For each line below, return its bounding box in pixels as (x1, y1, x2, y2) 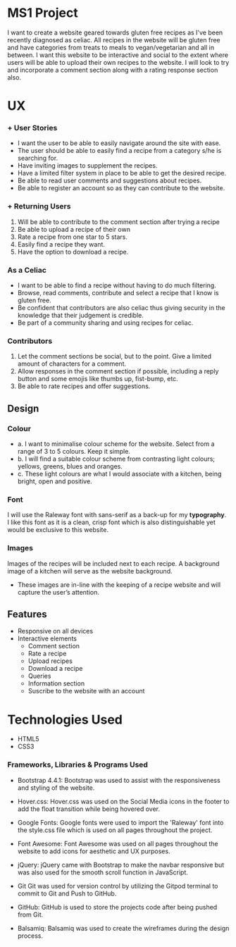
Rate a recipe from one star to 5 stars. (17, 233, 128, 241)
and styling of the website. (17, 784, 95, 792)
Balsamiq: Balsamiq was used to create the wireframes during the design (17, 924, 230, 932)
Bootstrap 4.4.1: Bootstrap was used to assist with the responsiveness (17, 776, 221, 784)
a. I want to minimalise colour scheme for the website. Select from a (17, 440, 215, 448)
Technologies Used (7, 712, 123, 727)
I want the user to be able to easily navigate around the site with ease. (17, 139, 221, 147)
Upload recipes (27, 657, 73, 665)
